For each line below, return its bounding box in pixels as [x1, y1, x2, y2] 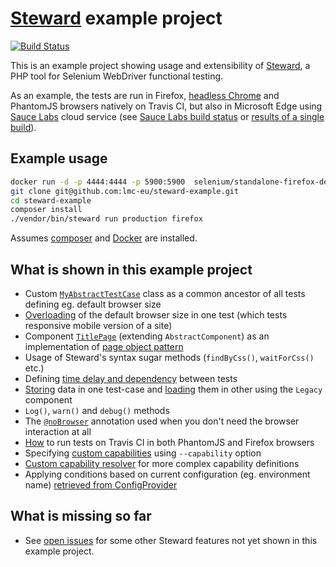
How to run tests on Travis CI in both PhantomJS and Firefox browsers [24, 436, 315, 448]
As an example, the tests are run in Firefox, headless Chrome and [10, 89, 280, 101]
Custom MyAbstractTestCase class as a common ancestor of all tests [24, 287, 306, 299]
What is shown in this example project [10, 261, 253, 278]
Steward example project [10, 7, 223, 30]
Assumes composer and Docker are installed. [10, 232, 198, 244]
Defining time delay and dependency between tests [24, 372, 238, 384]
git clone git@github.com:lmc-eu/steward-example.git [10, 186, 240, 196]
